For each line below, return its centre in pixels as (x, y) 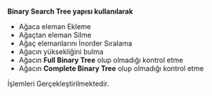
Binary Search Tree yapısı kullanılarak (70, 11)
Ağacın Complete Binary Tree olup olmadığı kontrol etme (111, 68)
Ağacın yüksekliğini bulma (61, 52)
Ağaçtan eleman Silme (55, 35)
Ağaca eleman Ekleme (55, 26)
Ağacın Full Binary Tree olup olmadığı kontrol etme (101, 60)
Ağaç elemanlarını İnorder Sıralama (75, 43)
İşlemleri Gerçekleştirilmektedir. (58, 83)
